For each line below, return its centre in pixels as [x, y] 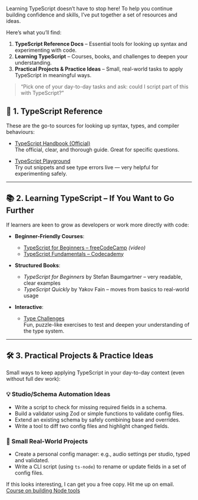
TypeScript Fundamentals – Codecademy [73, 254]
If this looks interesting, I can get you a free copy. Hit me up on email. [90, 484]
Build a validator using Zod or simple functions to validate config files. [99, 413]
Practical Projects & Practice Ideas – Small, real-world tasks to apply [99, 69]
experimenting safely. [41, 173]
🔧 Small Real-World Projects [47, 441]
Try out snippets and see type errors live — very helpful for [87, 167]
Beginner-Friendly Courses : [49, 236]
